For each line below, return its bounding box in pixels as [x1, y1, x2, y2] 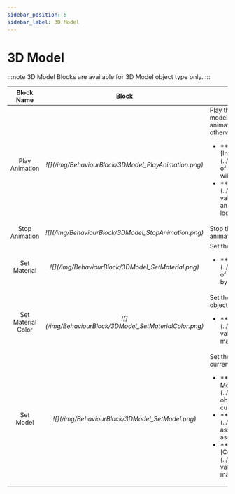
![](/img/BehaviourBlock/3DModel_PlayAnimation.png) [45, 160, 204, 169]
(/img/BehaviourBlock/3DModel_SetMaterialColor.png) [45, 322, 204, 330]
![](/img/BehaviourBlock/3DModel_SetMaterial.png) [50, 262, 199, 271]
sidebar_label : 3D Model [7, 18, 80, 26]
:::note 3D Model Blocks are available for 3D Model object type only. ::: [7, 73, 211, 81]
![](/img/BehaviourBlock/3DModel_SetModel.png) [52, 414, 197, 423]
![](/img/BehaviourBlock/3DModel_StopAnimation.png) [45, 228, 204, 237]
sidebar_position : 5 [7, 11, 68, 18]
